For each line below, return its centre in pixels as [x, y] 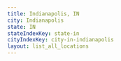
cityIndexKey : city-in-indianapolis [60, 40]
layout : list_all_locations [48, 46]
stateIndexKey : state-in [43, 33]
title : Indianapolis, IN [43, 14]
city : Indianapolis [36, 20]
